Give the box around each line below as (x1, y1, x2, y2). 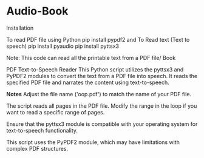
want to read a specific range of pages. (6, 108, 105, 116)
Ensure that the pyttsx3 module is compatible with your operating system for (6, 120, 198, 128)
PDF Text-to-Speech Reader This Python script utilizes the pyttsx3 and (6, 65, 184, 73)
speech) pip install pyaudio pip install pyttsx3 (6, 42, 120, 50)
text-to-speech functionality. (6, 127, 78, 134)
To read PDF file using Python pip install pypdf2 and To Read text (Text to (6, 36, 190, 43)
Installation (6, 24, 34, 31)
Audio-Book (6, 4, 69, 18)
